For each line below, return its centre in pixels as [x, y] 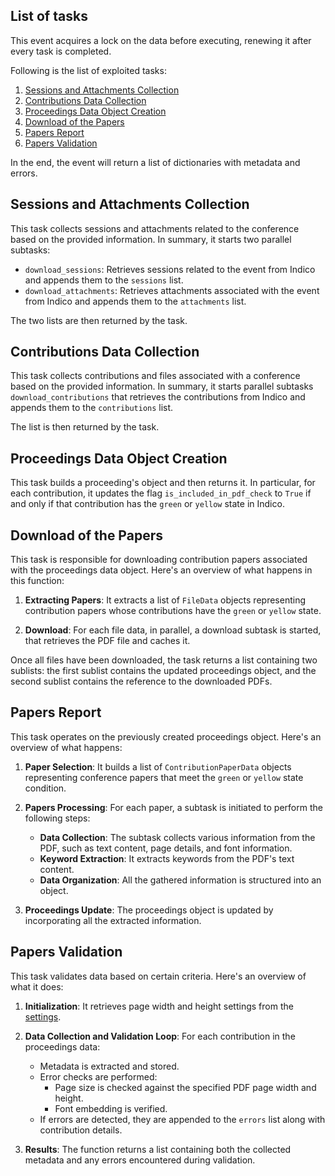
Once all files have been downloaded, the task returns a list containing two [164, 660]
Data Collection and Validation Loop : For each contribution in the [160, 1036]
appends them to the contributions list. [92, 408]
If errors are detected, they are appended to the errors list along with [182, 1119]
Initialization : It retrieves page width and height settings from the [159, 1006]
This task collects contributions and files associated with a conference [155, 376]
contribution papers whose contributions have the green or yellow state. [173, 611]
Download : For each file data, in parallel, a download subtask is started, [173, 630]
